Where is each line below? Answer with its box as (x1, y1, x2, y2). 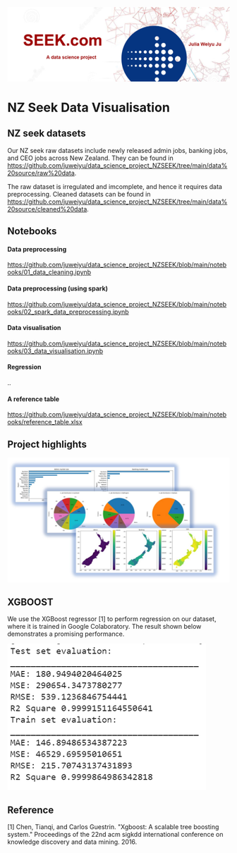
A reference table (7, 395, 60, 403)
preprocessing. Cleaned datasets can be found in (7, 190, 151, 198)
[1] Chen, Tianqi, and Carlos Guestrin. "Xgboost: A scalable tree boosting (7, 823, 219, 831)
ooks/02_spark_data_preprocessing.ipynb (7, 307, 129, 316)
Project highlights (7, 438, 87, 450)
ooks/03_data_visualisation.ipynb (7, 346, 104, 355)
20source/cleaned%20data (7, 204, 87, 213)
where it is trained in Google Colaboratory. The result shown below (7, 622, 202, 631)
